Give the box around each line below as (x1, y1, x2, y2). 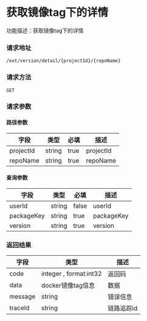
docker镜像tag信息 (41, 281, 95, 290)
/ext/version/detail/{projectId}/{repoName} (6, 58, 121, 64)
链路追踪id (108, 304, 138, 312)
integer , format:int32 (41, 269, 102, 278)
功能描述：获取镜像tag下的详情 (6, 27, 84, 34)
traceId (9, 304, 30, 312)
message (9, 292, 36, 301)
